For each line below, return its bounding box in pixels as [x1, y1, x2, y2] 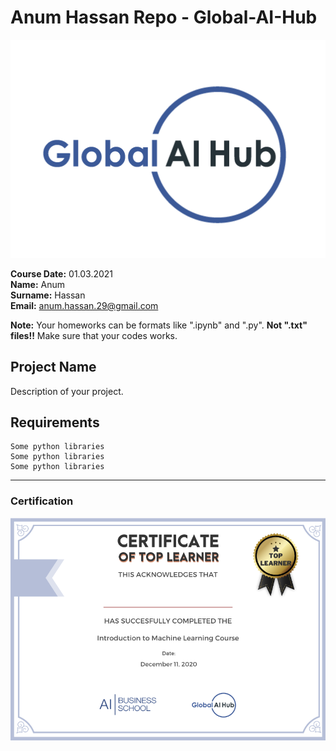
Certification [10, 494, 74, 508]
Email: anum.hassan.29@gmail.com [10, 299, 159, 311]
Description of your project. [10, 385, 124, 397]
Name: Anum [10, 278, 66, 290]
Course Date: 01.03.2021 [10, 267, 114, 280]
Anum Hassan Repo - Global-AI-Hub [10, 6, 318, 29]
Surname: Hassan [10, 289, 86, 301]
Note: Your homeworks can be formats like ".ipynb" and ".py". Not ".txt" [10, 319, 308, 331]
